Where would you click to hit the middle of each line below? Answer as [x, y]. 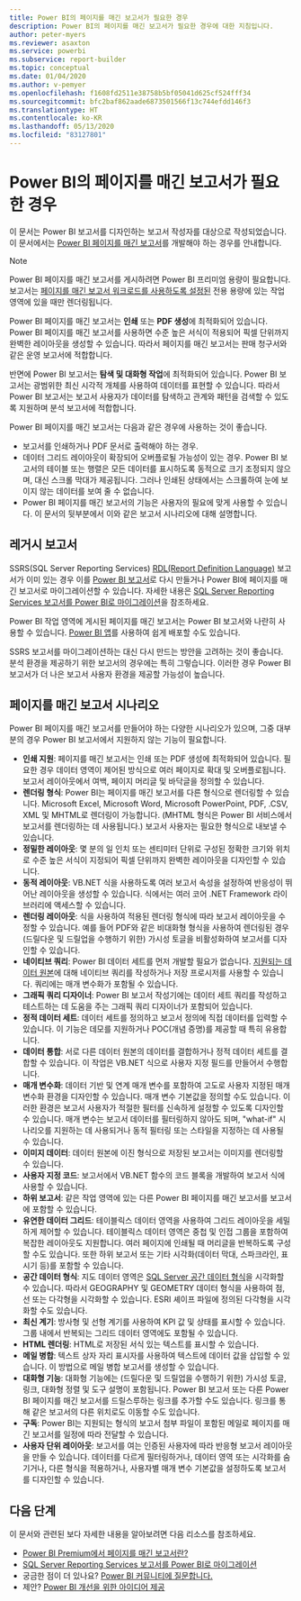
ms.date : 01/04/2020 [48, 77]
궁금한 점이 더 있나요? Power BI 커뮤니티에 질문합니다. [117, 1576]
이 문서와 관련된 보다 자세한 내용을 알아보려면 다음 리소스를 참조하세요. [133, 1534]
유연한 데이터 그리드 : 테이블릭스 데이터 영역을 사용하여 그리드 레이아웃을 [148, 1221]
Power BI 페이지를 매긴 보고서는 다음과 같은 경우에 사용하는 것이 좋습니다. [138, 427]
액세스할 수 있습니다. [90, 905]
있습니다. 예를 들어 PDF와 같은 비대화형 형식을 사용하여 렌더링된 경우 [169, 928]
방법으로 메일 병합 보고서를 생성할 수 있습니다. [138, 1367]
